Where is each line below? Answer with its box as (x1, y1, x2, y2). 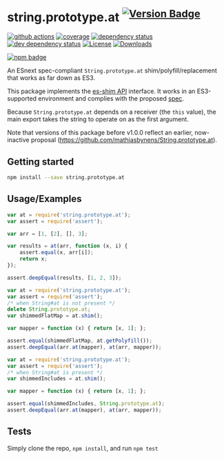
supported (7, 94, 37, 103)
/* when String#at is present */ (7, 369, 103, 376)
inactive (7, 136, 30, 144)
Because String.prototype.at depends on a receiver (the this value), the (7, 108, 216, 116)
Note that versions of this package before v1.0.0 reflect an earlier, (7, 128, 194, 137)
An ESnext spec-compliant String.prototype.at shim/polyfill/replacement (7, 66, 217, 75)
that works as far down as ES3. (7, 74, 95, 82)
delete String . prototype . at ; (7, 306, 91, 313)
